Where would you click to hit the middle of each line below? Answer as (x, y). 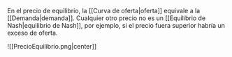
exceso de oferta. (32, 33)
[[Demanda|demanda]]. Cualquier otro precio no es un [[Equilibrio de (107, 18)
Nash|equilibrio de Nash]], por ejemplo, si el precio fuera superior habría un (116, 25)
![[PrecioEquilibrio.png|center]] (52, 46)
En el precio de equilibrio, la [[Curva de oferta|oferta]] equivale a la (104, 11)
